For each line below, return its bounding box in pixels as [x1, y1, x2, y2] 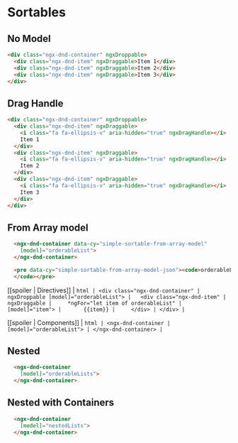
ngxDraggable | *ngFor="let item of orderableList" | [7, 300, 182, 307]
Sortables [7, 4, 66, 21]
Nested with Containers [7, 397, 115, 409]
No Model [7, 33, 51, 45]
